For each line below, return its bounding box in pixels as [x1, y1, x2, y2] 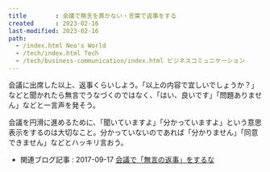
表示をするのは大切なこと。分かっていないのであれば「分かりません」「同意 [8, 127, 259, 137]
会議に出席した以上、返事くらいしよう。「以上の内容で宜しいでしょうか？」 [8, 80, 259, 90]
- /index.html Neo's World [15, 42, 106, 50]
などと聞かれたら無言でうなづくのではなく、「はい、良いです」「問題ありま [8, 90, 255, 99]
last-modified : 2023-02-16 [8, 27, 99, 35]
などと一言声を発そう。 [22, 100, 101, 110]
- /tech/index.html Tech [15, 49, 99, 57]
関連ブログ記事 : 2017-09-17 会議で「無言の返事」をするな [19, 154, 215, 164]
